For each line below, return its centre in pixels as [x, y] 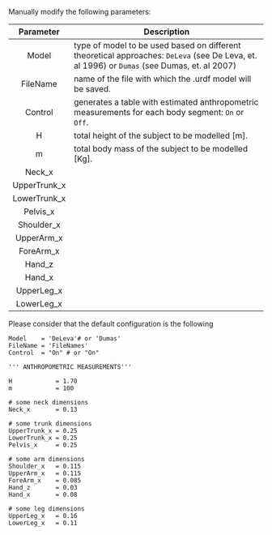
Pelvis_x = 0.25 [43, 445]
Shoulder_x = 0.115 [45, 466]
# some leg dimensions [47, 509]
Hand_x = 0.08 [43, 494]
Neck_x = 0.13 [43, 409]
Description [167, 32]
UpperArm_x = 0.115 [45, 473]
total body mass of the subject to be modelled [161, 149]
